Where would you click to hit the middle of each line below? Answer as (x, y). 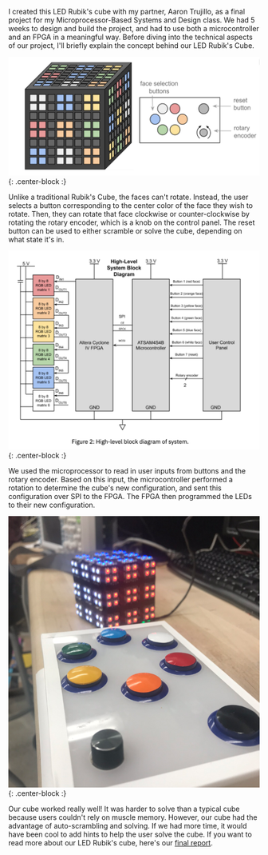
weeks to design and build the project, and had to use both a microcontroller (134, 28)
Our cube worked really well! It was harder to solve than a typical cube (124, 809)
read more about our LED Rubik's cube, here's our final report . (110, 842)
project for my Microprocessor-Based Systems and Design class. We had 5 (132, 20)
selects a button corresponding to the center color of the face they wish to (131, 206)
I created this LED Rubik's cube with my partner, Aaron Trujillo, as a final (127, 12)
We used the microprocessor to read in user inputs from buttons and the (127, 471)
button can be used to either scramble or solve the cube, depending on (125, 231)
